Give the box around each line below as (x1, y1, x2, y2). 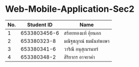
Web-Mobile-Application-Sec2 (5, 3, 135, 15)
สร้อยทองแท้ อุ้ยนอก (64, 30, 101, 36)
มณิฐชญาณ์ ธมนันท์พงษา (64, 37, 110, 44)
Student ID (27, 21, 53, 28)
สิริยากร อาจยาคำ (64, 53, 95, 60)
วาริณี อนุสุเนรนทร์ (64, 45, 99, 52)
